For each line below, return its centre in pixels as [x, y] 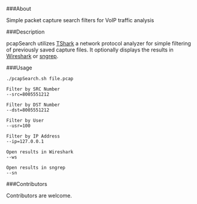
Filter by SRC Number [33, 89]
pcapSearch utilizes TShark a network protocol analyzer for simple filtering [99, 43]
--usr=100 [19, 126]
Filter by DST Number [33, 105]
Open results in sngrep [36, 168]
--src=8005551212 [28, 95]
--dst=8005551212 [28, 110]
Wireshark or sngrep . [32, 56]
